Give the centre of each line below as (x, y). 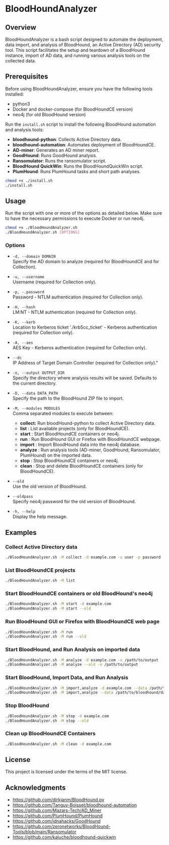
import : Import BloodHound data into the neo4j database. (80, 445)
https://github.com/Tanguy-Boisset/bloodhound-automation (75, 805)
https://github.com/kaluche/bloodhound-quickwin (64, 837)
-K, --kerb (24, 323)
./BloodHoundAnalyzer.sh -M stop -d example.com (57, 716)
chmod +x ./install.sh (29, 181)
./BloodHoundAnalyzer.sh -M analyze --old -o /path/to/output (72, 665)
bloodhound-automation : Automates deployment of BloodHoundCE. (84, 144)
